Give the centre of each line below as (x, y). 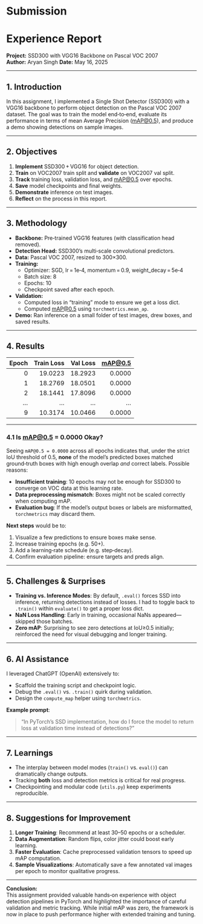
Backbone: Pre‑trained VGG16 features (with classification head (95, 238)
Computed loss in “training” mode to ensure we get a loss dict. (102, 302)
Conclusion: (22, 888)
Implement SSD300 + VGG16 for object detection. (77, 166)
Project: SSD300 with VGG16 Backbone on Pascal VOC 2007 (82, 56)
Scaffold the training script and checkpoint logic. (76, 685)
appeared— (167, 615)
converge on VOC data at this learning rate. (69, 488)
